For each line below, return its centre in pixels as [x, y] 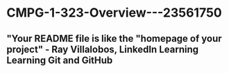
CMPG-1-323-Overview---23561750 [114, 13]
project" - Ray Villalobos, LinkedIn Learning [103, 49]
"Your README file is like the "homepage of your [114, 39]
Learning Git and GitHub [60, 60]
